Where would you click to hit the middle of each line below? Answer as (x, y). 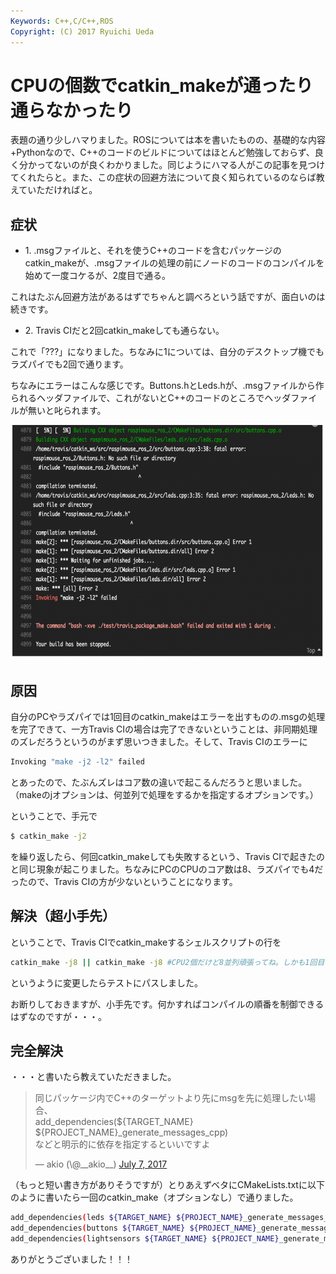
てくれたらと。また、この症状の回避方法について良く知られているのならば (163, 177)
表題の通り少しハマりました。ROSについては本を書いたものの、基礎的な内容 (168, 140)
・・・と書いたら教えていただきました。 (93, 1077)
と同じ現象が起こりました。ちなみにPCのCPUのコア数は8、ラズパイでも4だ (167, 869)
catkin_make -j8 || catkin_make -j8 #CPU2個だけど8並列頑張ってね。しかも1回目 (167, 962)
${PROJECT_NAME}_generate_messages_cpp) (131, 1132)
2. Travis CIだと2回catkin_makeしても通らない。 (124, 331)
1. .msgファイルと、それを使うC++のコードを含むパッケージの (153, 251)
